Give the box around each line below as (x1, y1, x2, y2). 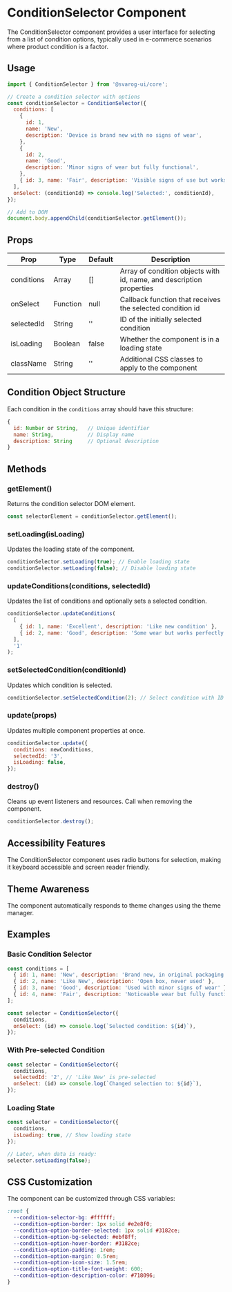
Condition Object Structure (7, 386, 126, 398)
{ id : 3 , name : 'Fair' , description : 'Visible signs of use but (19, 177, 209, 184)
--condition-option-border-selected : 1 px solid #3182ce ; (13, 1227, 181, 1235)
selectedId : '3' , (13, 752, 64, 760)
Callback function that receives (119, 295, 221, 305)
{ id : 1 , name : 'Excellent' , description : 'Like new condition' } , (19, 623, 217, 630)
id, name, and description (119, 275, 202, 285)
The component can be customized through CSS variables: (7, 1195, 175, 1203)
